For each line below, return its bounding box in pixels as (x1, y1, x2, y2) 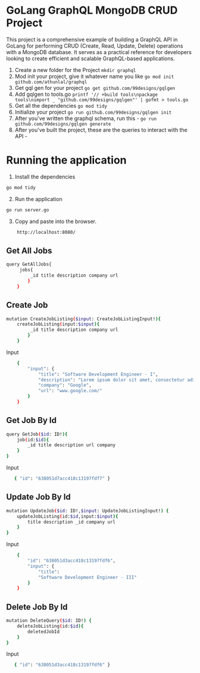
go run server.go (6, 206, 49, 213)
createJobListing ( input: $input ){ (17, 321, 100, 327)
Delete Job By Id (6, 602, 68, 612)
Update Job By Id (6, 492, 71, 502)
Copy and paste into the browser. (14, 218, 97, 225)
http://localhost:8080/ (17, 229, 76, 235)
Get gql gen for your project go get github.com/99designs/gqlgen (14, 84, 176, 91)
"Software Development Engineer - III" (37, 574, 137, 580)
